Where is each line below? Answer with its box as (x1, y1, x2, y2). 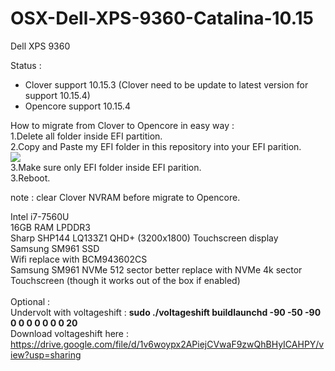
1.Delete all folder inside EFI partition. (10, 130, 163, 142)
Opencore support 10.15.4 (24, 100, 131, 112)
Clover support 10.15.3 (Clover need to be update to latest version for (24, 78, 309, 91)
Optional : (10, 295, 51, 307)
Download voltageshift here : (10, 327, 129, 339)
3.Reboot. (10, 172, 51, 184)
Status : (10, 59, 42, 71)
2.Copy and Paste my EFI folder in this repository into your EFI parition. (10, 140, 302, 152)
